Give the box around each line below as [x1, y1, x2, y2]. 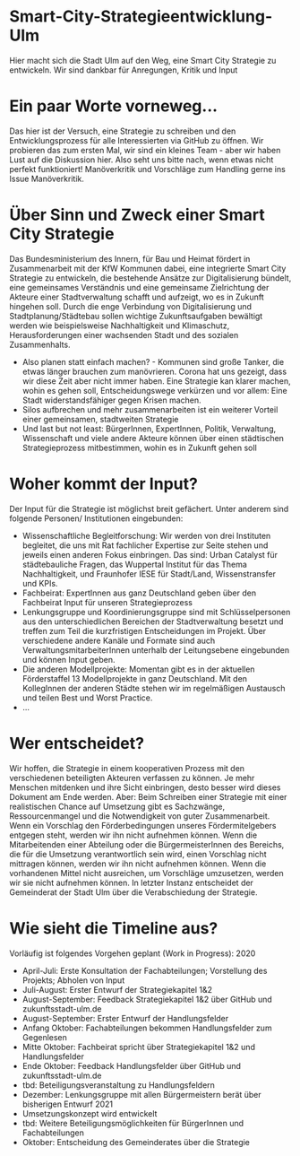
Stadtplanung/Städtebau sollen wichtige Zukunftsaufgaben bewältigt [9, 310, 263, 321]
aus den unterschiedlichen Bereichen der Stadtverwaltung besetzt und [21, 616, 284, 627]
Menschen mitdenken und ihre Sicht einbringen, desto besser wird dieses [9, 782, 281, 793]
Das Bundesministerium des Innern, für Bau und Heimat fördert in [9, 253, 251, 264]
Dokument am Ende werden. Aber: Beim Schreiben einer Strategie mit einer [9, 791, 287, 802]
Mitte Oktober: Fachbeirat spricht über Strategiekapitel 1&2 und [21, 1041, 255, 1052]
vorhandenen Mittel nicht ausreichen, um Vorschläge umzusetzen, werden [9, 867, 284, 878]
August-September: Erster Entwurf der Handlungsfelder [21, 1013, 229, 1023]
